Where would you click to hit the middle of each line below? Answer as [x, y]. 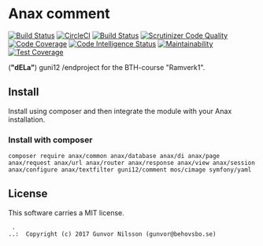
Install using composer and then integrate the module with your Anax [120, 111]
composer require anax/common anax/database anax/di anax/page [114, 156]
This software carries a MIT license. [66, 212]
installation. [27, 119]
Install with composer [50, 140]
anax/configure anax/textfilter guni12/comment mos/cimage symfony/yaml [130, 170]
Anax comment [59, 14]
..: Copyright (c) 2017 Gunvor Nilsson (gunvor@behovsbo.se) [112, 234]
